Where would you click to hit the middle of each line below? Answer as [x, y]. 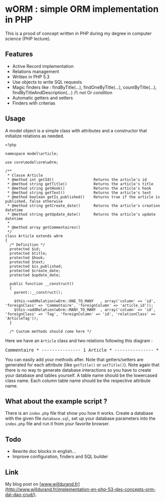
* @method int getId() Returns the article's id [77, 179]
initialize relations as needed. [35, 136]
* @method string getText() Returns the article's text [79, 193]
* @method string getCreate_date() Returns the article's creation [84, 206]
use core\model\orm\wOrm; [32, 162]
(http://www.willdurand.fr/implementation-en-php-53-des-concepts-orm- [81, 489]
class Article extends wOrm [34, 236]
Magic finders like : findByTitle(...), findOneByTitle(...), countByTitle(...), [84, 87]
